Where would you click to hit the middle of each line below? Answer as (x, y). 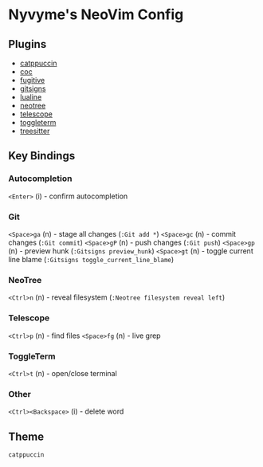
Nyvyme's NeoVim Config (96, 15)
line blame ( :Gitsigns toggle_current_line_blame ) (91, 259)
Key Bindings (42, 156)
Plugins (27, 44)
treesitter (35, 131)
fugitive (32, 80)
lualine (31, 97)
